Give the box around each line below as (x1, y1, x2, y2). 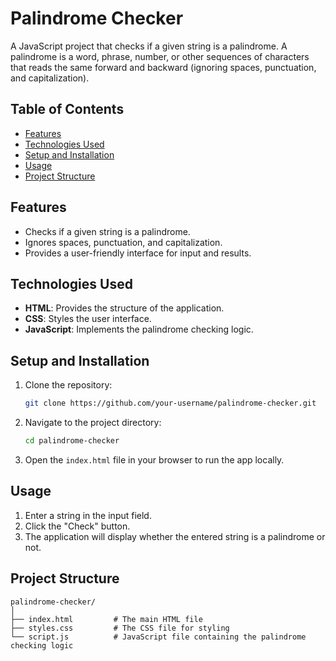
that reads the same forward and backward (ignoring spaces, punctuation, (10, 61, 317, 73)
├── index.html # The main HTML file (10, 614, 203, 624)
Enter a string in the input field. (24, 509, 152, 521)
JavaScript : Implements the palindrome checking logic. (24, 323, 254, 336)
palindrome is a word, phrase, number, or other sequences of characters (10, 50, 310, 62)
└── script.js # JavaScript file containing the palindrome (10, 632, 307, 642)
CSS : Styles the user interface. (24, 313, 152, 325)
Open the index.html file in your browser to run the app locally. (24, 453, 285, 466)
